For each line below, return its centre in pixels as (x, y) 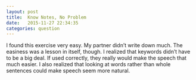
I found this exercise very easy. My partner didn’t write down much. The (94, 45)
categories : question (33, 28)
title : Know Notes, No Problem (46, 17)
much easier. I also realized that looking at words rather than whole (88, 64)
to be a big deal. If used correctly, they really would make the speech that (96, 58)
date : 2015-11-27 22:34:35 (42, 23)
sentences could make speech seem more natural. (68, 71)
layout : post (22, 12)
